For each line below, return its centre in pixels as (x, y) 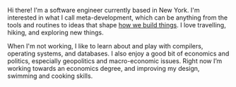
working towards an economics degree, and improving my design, (104, 68)
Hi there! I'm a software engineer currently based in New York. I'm (104, 10)
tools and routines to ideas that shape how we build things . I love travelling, (117, 25)
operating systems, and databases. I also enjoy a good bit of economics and (118, 53)
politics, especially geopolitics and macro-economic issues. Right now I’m (115, 61)
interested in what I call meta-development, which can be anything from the (118, 18)
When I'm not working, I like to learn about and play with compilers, (105, 46)
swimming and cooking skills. (50, 76)
